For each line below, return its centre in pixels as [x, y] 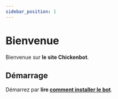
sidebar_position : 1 [31, 11]
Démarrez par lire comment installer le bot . [59, 90]
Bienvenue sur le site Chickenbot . [47, 57]
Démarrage [27, 75]
